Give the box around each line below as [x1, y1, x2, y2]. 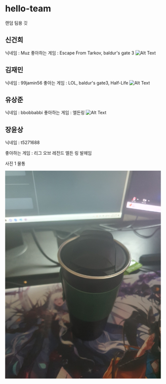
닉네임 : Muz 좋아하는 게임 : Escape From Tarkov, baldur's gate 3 [5, 50, 134, 56]
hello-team [5, 3, 51, 14]
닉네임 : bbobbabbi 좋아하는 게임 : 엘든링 [5, 110, 85, 116]
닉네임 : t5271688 [5, 139, 40, 146]
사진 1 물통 [5, 161, 26, 167]
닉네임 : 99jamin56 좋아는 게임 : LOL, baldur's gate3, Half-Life [5, 80, 128, 85]
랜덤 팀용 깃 [5, 20, 28, 26]
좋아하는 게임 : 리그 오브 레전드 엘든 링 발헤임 [5, 150, 92, 156]
